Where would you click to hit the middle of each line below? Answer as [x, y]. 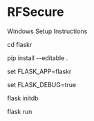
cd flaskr [20, 44]
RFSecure [36, 12]
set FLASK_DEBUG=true [42, 84]
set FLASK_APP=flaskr [39, 71]
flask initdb [23, 98]
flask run [20, 111]
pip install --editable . [38, 58]
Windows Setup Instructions [47, 31]
